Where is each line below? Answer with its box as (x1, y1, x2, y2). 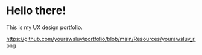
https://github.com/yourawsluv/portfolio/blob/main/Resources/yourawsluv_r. (6, 35, 196, 42)
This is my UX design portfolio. (6, 24, 83, 31)
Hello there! (6, 4, 66, 18)
